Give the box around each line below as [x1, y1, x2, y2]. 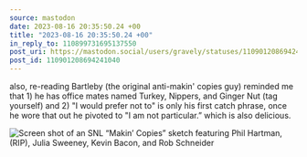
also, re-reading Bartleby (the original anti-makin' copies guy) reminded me [9, 81, 294, 91]
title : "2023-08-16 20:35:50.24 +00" [9, 30, 153, 39]
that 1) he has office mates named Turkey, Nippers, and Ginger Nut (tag [9, 90, 279, 101]
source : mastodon [9, 13, 76, 23]
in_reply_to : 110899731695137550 [9, 38, 137, 48]
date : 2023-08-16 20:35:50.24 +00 [9, 22, 142, 31]
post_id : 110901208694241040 [9, 56, 121, 65]
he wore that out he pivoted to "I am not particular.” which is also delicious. [9, 110, 291, 120]
